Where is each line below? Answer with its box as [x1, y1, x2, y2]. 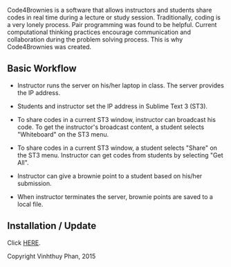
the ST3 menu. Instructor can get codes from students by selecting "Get [17, 150, 223, 159]
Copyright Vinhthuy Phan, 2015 [7, 252, 96, 260]
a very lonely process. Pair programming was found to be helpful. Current [7, 21, 217, 28]
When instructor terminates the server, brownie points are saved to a [17, 192, 213, 200]
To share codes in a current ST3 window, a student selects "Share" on [17, 144, 218, 152]
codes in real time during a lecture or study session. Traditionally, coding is [7, 13, 221, 21]
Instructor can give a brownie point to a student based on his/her [17, 171, 203, 180]
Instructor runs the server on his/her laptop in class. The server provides [17, 81, 225, 89]
